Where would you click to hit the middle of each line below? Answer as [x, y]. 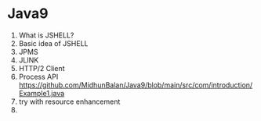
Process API [38, 77]
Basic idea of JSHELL [53, 43]
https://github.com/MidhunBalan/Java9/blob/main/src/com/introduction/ [136, 85]
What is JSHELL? [46, 35]
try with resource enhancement [69, 101]
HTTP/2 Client [42, 68]
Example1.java [42, 93]
